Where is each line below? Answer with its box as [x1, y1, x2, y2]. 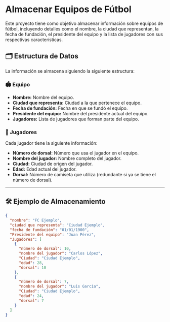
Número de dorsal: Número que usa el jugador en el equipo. [12, 150, 139, 156]
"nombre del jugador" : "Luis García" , [18, 284, 101, 289]
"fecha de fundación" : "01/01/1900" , [10, 227, 90, 232]
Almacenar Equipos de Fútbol [5, 4, 132, 15]
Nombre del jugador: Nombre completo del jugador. [12, 155, 122, 162]
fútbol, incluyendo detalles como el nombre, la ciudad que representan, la [5, 25, 159, 31]
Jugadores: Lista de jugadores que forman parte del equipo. [12, 116, 139, 122]
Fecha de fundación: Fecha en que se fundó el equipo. [12, 105, 128, 111]
